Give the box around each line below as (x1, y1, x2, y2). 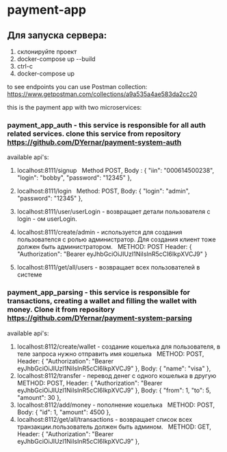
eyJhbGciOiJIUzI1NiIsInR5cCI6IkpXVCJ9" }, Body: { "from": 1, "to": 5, (16, 386, 211, 394)
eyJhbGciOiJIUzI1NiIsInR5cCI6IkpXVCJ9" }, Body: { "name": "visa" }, (16, 364, 211, 372)
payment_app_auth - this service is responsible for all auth (7, 120, 206, 130)
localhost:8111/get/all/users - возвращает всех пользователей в (16, 263, 200, 272)
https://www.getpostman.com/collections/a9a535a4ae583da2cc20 (7, 90, 198, 98)
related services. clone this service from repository (7, 129, 181, 139)
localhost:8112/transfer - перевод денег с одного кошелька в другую (16, 371, 217, 379)
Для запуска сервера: (7, 29, 107, 41)
